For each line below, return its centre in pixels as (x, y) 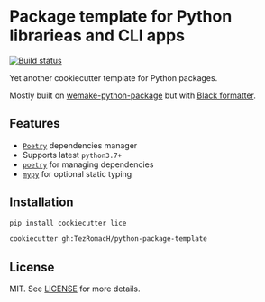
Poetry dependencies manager (80, 145)
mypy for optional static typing (77, 173)
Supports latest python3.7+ (72, 155)
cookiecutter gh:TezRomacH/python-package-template (108, 239)
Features (35, 124)
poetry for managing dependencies (88, 164)
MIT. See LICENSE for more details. (75, 289)
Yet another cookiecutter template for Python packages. (114, 77)
